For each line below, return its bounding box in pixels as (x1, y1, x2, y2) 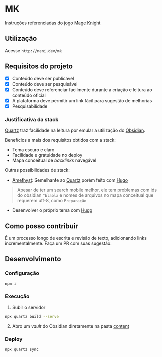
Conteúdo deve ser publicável (12, 75, 74, 81)
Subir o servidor (12, 304, 46, 310)
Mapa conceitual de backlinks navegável (12, 157, 96, 163)
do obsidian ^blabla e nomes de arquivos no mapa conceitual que (17, 192, 154, 198)
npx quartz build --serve (5, 314, 59, 319)
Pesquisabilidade (12, 103, 48, 109)
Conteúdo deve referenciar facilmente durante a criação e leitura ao (12, 86, 152, 93)
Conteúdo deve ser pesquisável (12, 81, 78, 87)
